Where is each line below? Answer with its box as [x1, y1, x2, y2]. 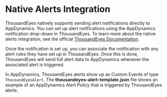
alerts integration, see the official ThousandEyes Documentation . [5, 36, 140, 42]
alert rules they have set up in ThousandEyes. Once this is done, [5, 51, 138, 57]
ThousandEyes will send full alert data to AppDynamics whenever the [5, 56, 149, 62]
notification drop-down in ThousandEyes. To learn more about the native [5, 30, 156, 36]
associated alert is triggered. [5, 61, 65, 67]
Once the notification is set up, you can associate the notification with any [5, 45, 158, 51]
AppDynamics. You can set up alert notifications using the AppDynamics [5, 25, 156, 31]
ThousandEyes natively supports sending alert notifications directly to [5, 20, 150, 26]
